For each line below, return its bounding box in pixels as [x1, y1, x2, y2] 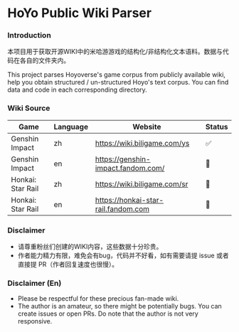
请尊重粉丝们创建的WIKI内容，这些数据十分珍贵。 [17, 242, 163, 251]
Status [205, 122, 228, 132]
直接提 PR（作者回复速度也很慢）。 [17, 260, 119, 269]
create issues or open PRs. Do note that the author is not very [17, 309, 199, 318]
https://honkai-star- [95, 195, 164, 205]
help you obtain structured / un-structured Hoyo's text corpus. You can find [7, 78, 229, 87]
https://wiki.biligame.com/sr [95, 179, 188, 189]
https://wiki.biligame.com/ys [95, 138, 190, 148]
